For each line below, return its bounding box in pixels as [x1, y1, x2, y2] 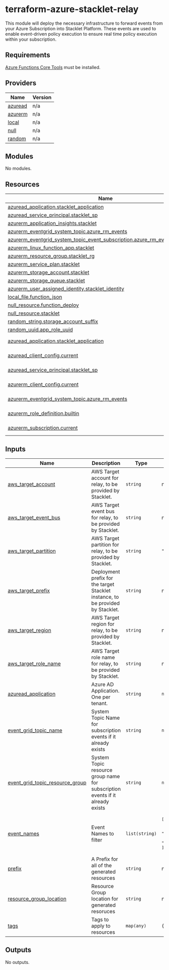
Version [32, 94, 52, 101]
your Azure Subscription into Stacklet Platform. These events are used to [5, 25, 156, 31]
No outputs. [5, 959, 30, 965]
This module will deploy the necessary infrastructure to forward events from [5, 20, 163, 26]
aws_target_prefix [8, 587, 50, 594]
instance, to [91, 593, 119, 600]
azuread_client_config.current [8, 352, 78, 359]
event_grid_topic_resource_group [8, 779, 87, 786]
